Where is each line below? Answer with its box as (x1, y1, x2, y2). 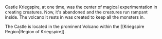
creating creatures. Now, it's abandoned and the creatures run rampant (5, 9, 148, 15)
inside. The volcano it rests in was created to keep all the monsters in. (5, 14, 145, 20)
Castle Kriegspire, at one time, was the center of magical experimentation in (5, 4, 157, 10)
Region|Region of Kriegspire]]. (5, 29, 66, 34)
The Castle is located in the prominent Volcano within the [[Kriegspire (5, 24, 144, 29)
